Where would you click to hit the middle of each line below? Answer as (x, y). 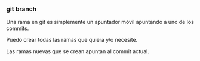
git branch (21, 9)
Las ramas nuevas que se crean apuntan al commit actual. (78, 51)
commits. (18, 28)
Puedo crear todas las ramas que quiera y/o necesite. (72, 40)
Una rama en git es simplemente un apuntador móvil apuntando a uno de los (100, 22)
